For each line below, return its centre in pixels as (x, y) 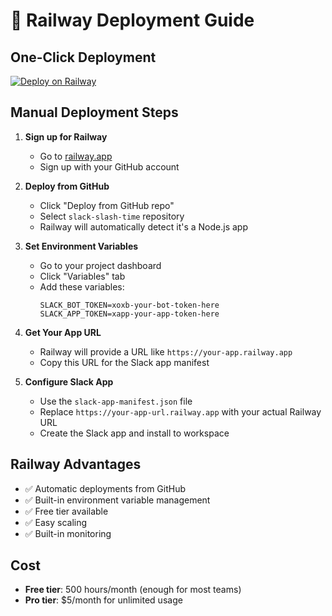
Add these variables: (82, 286)
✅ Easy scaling (56, 522)
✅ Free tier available (66, 511)
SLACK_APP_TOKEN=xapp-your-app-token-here (129, 314)
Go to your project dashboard (100, 265)
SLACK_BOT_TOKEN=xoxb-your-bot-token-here (129, 305)
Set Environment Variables (81, 246)
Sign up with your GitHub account (109, 166)
